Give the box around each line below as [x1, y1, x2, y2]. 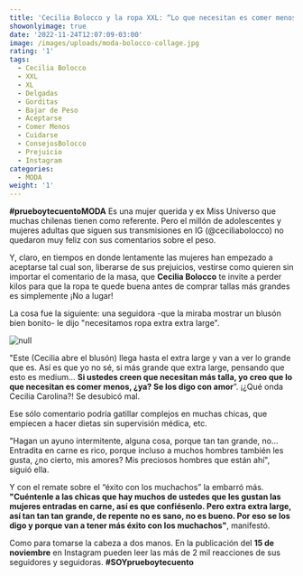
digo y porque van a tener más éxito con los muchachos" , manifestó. [9, 520, 271, 531]
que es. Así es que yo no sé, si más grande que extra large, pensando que [9, 362, 285, 373]
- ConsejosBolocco [17, 139, 87, 148]
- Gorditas [17, 97, 59, 107]
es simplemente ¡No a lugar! [9, 291, 115, 302]
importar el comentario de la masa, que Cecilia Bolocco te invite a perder [9, 272, 282, 283]
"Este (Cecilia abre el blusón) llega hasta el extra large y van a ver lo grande [9, 353, 291, 364]
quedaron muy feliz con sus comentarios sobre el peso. [9, 235, 216, 246]
